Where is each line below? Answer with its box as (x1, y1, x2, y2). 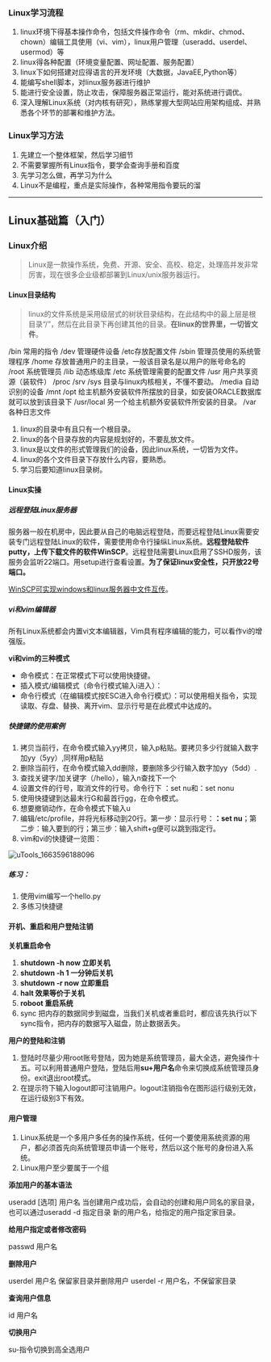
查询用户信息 (8, 1293, 51, 1303)
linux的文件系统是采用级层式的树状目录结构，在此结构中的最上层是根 (27, 309, 256, 319)
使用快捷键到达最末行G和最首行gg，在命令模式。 (19, 793, 183, 803)
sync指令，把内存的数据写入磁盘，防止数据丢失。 (19, 1019, 186, 1028)
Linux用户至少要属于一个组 (19, 1163, 110, 1173)
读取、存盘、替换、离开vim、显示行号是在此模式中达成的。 (19, 701, 216, 711)
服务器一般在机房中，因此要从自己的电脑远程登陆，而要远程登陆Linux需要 (8, 527, 252, 536)
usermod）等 (19, 47, 65, 57)
